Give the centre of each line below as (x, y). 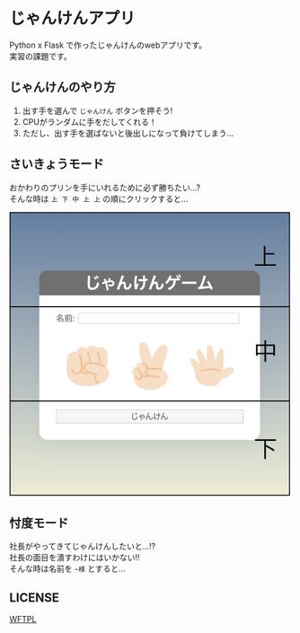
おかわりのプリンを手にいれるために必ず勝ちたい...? (105, 187)
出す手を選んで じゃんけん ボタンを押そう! (97, 110)
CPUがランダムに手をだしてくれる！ (89, 121)
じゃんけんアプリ (73, 18)
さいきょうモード (57, 164)
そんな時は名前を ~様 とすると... (67, 569)
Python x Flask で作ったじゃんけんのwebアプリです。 (108, 45)
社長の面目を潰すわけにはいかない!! (75, 558)
